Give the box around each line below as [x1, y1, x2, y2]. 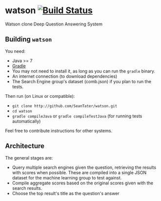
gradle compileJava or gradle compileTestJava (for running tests [12, 113, 142, 119]
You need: [5, 48, 26, 54]
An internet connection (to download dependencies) [12, 73, 118, 79]
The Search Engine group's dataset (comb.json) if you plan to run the [12, 78, 151, 84]
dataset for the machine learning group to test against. [12, 175, 122, 180]
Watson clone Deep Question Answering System [5, 21, 102, 27]
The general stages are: [5, 155, 53, 161]
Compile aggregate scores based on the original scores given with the [12, 180, 154, 186]
